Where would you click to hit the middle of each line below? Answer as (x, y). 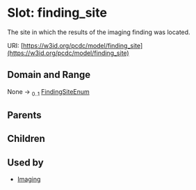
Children (26, 139)
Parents (24, 115)
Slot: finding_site (57, 13)
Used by (25, 163)
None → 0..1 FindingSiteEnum (49, 92)
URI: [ (15, 45)
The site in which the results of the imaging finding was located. (99, 32)
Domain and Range (49, 75)
